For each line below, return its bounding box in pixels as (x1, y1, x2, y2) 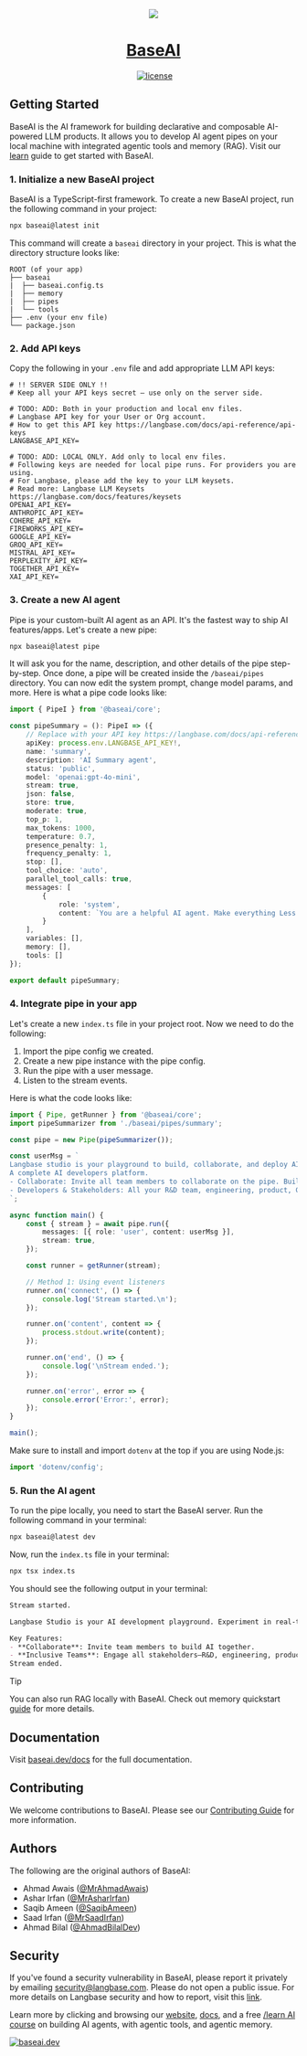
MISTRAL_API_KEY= (9, 548, 76, 557)
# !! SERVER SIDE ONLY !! (9, 380, 108, 390)
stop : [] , (26, 857, 64, 867)
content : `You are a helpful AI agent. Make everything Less (58, 908, 297, 917)
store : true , (26, 798, 76, 808)
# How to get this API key (9, 420, 112, 429)
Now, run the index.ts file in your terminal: (9, 1549, 170, 1560)
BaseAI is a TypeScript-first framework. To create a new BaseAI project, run (9, 194, 294, 205)
